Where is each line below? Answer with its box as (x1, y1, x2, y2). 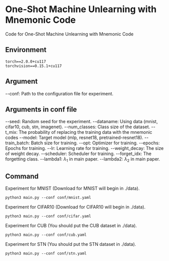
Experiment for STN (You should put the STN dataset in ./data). (5, 241, 136, 247)
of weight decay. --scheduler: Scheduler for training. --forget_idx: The (5, 150, 152, 157)
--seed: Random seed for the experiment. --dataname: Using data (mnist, (5, 119, 158, 125)
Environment (5, 45, 47, 54)
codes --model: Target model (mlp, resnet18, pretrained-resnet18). (5, 135, 144, 141)
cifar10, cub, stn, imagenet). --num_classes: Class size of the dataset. (5, 124, 150, 130)
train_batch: (5, 140, 30, 146)
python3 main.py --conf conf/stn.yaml (5, 251, 87, 256)
